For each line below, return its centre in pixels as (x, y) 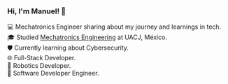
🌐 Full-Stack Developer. (42, 58)
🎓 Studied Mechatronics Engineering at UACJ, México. (87, 37)
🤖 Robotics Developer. (39, 66)
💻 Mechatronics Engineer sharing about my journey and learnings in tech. (114, 27)
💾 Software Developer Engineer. (53, 73)
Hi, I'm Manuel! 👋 (37, 11)
